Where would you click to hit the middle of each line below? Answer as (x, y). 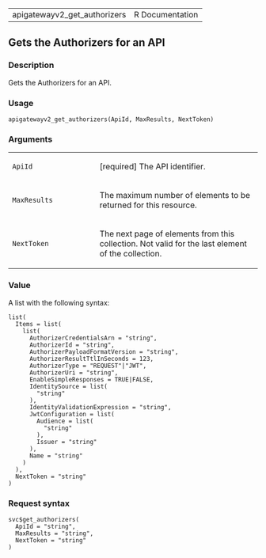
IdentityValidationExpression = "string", (100, 407)
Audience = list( (65, 421)
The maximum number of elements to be (175, 195)
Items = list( (38, 324)
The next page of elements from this (167, 234)
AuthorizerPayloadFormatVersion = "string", (104, 351)
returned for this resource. (148, 205)
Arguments (30, 139)
